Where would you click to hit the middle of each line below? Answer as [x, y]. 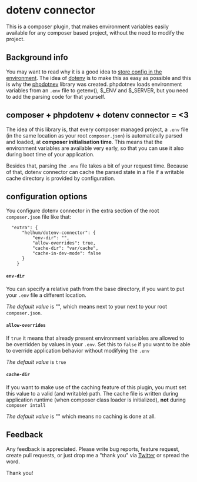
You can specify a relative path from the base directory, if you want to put [95, 289]
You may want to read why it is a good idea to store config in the [84, 72]
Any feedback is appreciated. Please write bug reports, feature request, [93, 449]
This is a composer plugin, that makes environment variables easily [88, 26]
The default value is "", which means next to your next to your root [87, 306]
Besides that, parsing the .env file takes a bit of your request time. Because [97, 166]
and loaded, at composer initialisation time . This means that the [84, 142]
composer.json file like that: [39, 217]
